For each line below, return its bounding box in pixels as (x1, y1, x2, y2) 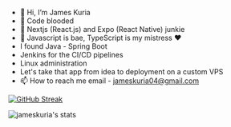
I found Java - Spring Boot (19, 42, 108, 51)
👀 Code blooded (19, 16, 75, 26)
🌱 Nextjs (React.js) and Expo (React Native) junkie (19, 25, 185, 34)
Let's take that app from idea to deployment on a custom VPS (19, 67, 224, 76)
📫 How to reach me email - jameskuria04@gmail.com (19, 76, 199, 85)
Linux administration (19, 58, 87, 68)
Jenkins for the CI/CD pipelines (19, 50, 124, 59)
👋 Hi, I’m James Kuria (19, 8, 91, 17)
